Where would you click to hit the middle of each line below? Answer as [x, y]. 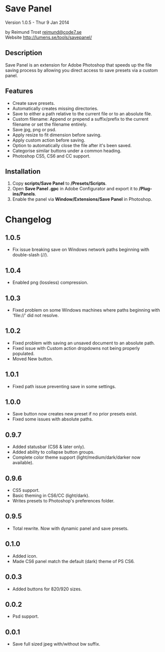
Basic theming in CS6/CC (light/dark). [51, 495]
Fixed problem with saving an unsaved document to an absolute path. [83, 343]
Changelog [28, 219]
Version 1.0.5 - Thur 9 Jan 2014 [37, 22]
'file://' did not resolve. [36, 315]
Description [24, 53]
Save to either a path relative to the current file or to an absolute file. [82, 114]
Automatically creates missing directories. [55, 108]
